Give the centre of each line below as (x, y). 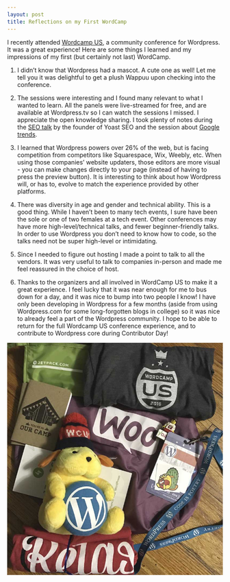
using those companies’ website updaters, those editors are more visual (118, 162)
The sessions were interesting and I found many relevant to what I (110, 98)
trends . (27, 134)
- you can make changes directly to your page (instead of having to (112, 169)
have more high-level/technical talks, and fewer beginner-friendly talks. (118, 226)
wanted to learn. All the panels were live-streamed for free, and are (112, 105)
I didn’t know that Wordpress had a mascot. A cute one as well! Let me (116, 70)
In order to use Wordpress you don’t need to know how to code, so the (117, 234)
